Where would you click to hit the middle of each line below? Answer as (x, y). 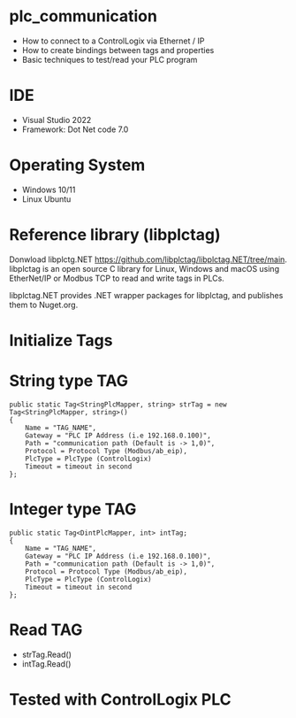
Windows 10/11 (49, 189)
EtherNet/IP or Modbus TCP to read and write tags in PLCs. (117, 278)
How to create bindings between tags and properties (118, 50)
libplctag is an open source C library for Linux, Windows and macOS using (144, 268)
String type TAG (69, 381)
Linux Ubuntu (46, 199)
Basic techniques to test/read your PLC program (110, 59)
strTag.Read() (47, 654)
